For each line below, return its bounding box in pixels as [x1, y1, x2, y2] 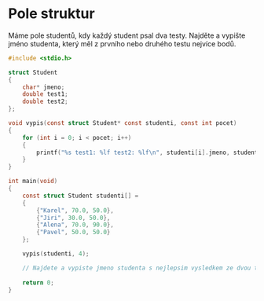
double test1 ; [22, 90, 68, 98]
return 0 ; [22, 278, 55, 287]
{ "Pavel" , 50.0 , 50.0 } [36, 229, 111, 237]
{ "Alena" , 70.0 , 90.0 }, [36, 221, 114, 229]
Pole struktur [8, 5, 96, 23]
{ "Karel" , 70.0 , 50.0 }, [36, 206, 114, 215]
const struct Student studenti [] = [22, 192, 139, 200]
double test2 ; [22, 97, 68, 106]
